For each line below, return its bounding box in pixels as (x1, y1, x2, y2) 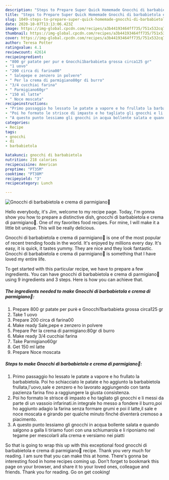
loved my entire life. (5, 256, 46, 262)
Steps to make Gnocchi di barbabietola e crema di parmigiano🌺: (5, 360, 142, 366)
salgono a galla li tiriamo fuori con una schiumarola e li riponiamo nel (12, 427, 155, 433)
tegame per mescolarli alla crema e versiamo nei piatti (12, 433, 125, 439)
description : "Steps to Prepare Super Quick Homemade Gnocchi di (5, 7, 145, 13)
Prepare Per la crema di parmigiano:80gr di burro (12, 328, 115, 334)
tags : (5, 129, 17, 134)
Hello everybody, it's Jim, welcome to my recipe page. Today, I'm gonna (5, 209, 155, 215)
